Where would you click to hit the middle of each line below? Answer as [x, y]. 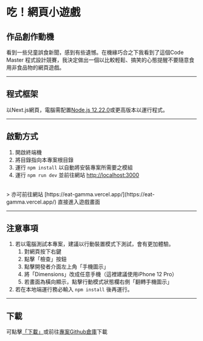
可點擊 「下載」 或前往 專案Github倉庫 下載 [57, 332]
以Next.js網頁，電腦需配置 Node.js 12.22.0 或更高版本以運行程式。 [87, 110]
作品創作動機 [30, 37]
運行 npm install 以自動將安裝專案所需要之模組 [74, 167]
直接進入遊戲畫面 [79, 202]
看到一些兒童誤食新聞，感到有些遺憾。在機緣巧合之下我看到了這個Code [95, 52]
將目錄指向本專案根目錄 [44, 160]
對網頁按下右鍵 [43, 251]
